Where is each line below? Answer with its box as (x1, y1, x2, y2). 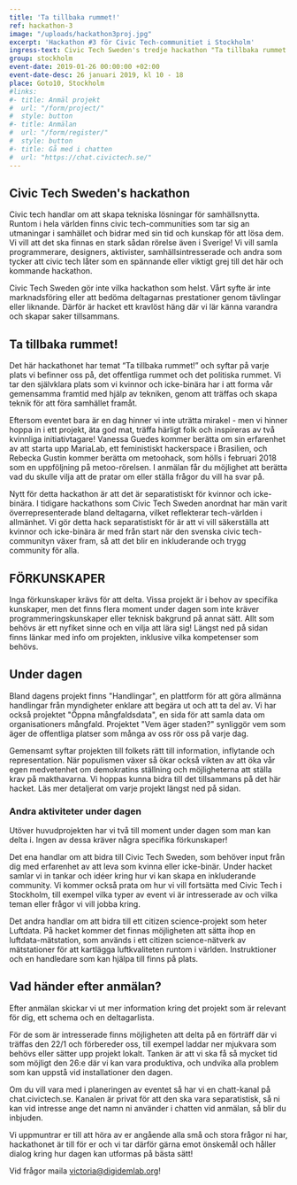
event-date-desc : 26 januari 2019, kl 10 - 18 (9, 71, 184, 80)
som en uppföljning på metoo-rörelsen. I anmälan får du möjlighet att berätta (9, 462, 288, 473)
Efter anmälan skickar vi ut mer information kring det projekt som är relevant (9, 1003, 286, 1013)
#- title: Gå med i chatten (9, 144, 113, 153)
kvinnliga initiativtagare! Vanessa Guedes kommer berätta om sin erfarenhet (9, 434, 286, 445)
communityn (9, 536, 55, 546)
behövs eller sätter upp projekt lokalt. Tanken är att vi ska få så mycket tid (9, 1048, 278, 1058)
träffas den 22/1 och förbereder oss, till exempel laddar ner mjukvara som (9, 1038, 277, 1049)
